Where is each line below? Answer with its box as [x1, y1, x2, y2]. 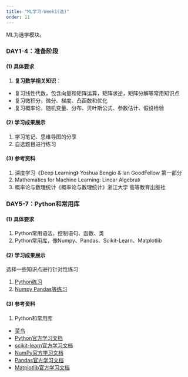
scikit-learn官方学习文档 [14, 342, 73, 349]
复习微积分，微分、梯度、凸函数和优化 [14, 97, 108, 104]
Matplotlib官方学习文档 [14, 363, 70, 371]
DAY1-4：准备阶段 [6, 47, 59, 55]
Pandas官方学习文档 [14, 356, 64, 363]
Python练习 [14, 278, 43, 286]
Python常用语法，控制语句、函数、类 [14, 230, 105, 237]
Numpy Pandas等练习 [14, 286, 68, 293]
